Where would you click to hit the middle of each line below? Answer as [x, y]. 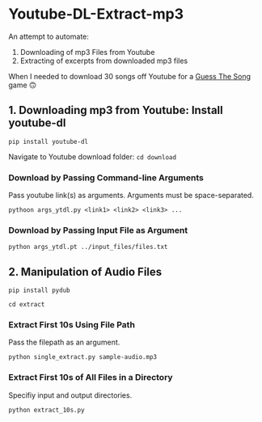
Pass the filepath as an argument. [64, 342]
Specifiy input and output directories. [70, 395]
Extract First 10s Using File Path [72, 325]
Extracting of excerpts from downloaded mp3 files [104, 61]
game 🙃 [23, 85]
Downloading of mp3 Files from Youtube [87, 52]
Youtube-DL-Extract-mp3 [96, 14]
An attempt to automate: [49, 36]
